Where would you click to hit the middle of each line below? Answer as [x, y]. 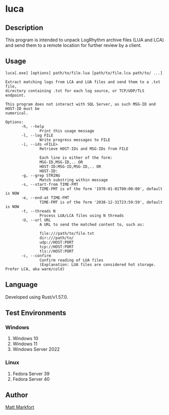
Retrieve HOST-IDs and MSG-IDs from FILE [84, 149]
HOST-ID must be [22, 108]
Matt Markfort [20, 407]
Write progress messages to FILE [75, 140]
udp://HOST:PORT [57, 242]
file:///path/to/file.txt [67, 233]
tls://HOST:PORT [57, 251]
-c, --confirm [36, 256]
